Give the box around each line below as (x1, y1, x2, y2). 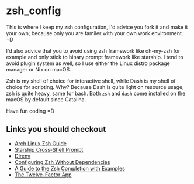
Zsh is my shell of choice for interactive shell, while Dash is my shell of (6, 77, 176, 84)
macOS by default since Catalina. (6, 96, 86, 103)
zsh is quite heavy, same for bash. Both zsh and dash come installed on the (6, 90, 186, 97)
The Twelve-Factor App (14, 171, 72, 178)
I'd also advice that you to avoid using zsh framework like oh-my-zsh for (6, 47, 181, 54)
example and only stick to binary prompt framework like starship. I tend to (6, 53, 183, 60)
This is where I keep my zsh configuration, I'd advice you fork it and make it (6, 23, 188, 30)
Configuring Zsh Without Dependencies (14, 158, 110, 165)
